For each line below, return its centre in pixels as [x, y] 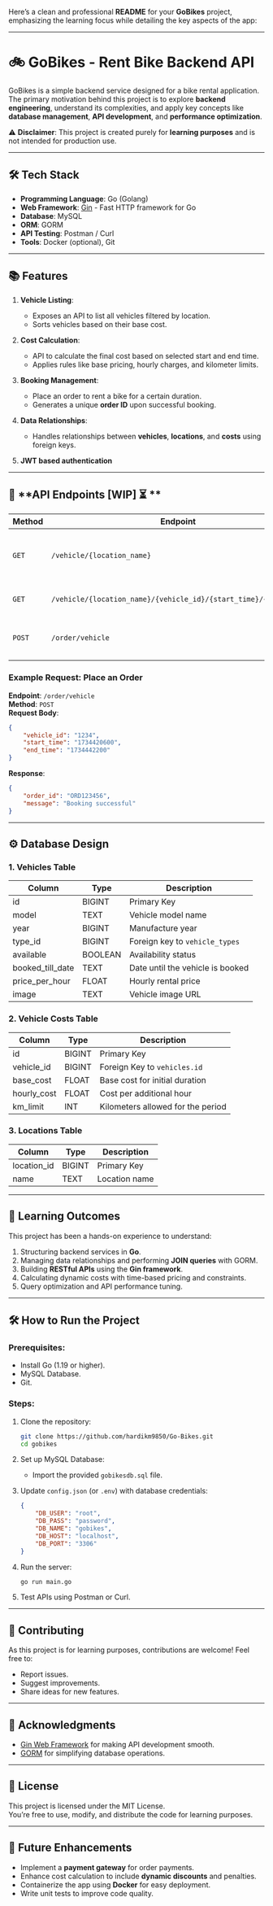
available [30, 955]
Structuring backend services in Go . [80, 1251]
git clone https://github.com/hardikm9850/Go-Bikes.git [117, 1436]
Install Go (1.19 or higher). [63, 1365]
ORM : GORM [41, 225]
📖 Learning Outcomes [64, 1217]
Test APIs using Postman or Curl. [75, 1597]
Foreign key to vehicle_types [184, 941]
